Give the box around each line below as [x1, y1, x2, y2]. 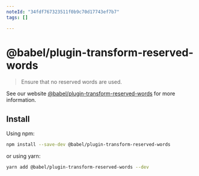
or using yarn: [6, 152, 41, 160]
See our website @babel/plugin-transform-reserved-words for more [6, 90, 176, 97]
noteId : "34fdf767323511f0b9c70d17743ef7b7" [6, 8, 120, 15]
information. [6, 96, 37, 104]
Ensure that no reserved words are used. [20, 78, 122, 86]
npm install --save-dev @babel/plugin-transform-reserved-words [6, 142, 171, 148]
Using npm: [6, 130, 35, 137]
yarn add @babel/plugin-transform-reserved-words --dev [6, 164, 149, 171]
